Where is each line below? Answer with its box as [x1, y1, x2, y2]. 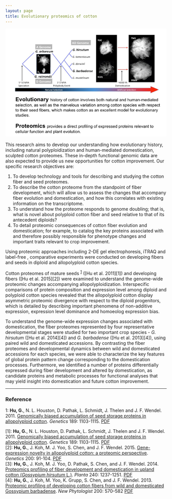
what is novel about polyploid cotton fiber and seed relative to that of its [12, 212, 165, 218]
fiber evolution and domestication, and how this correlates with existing [12, 195, 164, 201]
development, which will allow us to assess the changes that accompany [12, 190, 166, 196]
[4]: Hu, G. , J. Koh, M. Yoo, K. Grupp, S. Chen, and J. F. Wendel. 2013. [5, 477, 153, 484]
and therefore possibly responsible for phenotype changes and [12, 233, 146, 239]
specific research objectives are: [5, 163, 74, 170]
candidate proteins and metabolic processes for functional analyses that [5, 372, 158, 379]
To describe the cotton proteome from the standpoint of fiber [12, 184, 142, 191]
